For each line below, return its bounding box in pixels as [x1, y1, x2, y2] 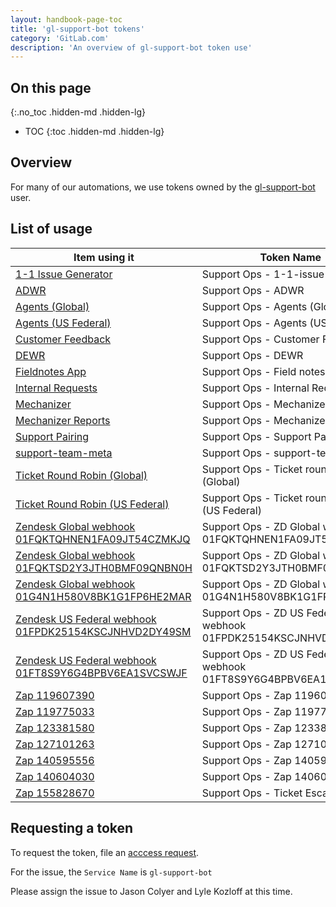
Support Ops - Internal [201, 381, 310, 395]
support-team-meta [15, 446, 113, 460]
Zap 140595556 [15, 753, 95, 767]
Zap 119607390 [15, 688, 95, 702]
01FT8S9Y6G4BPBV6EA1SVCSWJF [15, 666, 188, 680]
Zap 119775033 [15, 704, 95, 718]
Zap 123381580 [15, 721, 95, 735]
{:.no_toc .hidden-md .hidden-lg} [10, 106, 147, 118]
